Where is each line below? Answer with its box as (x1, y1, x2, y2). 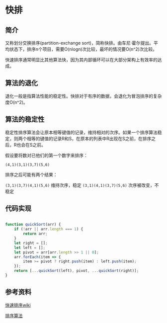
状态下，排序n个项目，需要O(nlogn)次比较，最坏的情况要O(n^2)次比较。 (9, 46, 158, 52)
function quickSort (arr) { (5, 222, 61, 227)
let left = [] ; (14, 245, 46, 250)
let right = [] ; (14, 241, 48, 245)
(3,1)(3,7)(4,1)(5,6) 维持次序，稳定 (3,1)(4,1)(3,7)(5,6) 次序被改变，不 (5, 182, 159, 188)
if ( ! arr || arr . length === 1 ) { (14, 227, 83, 232)
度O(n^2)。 (5, 99, 28, 105)
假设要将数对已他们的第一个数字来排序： (5, 152, 88, 158)
